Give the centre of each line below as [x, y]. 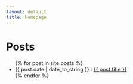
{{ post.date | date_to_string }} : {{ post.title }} [71, 70]
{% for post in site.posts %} [49, 63]
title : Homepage [26, 17]
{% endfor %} [32, 76]
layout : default [26, 12]
